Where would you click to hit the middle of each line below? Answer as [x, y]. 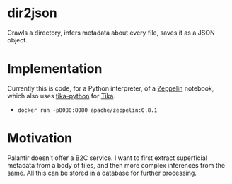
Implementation [55, 69]
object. [18, 40]
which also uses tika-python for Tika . [61, 96]
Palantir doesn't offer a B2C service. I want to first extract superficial [107, 158]
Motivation [40, 138]
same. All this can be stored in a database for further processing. [102, 173]
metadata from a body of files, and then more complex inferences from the [116, 165]
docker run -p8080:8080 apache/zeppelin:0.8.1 [87, 110]
